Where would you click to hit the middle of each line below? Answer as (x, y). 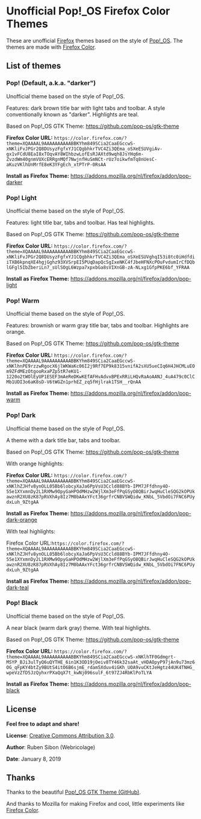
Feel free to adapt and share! (43, 724)
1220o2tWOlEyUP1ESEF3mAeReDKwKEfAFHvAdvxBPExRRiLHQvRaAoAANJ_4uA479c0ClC (101, 377)
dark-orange (22, 519)
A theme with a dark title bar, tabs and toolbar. (63, 440)
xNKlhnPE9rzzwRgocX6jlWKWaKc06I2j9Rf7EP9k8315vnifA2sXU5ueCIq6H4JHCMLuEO (101, 366)
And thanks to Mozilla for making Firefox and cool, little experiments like (95, 804)
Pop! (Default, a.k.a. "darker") (51, 83)
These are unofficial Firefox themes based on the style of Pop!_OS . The (94, 40)
